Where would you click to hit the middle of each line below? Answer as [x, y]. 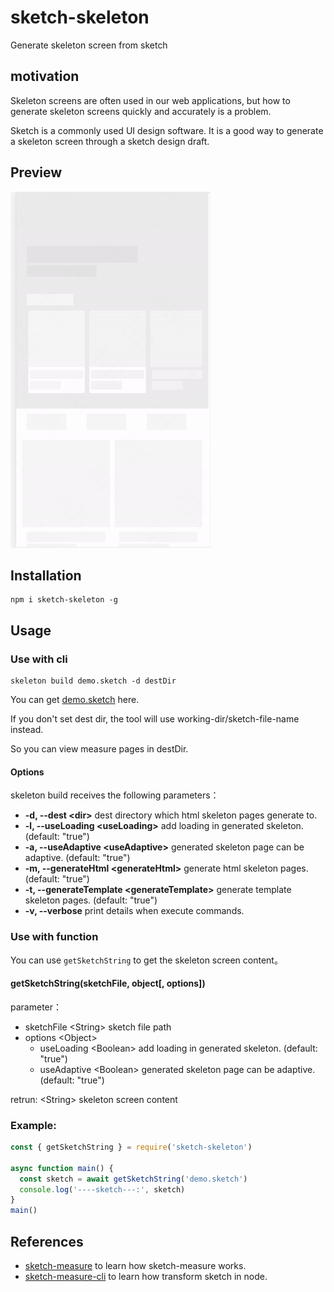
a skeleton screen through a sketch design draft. [110, 141]
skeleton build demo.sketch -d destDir [93, 681]
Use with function [54, 937]
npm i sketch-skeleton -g [64, 600]
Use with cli [39, 659]
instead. [27, 730]
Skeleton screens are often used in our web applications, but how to [150, 100]
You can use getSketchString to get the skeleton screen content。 [146, 960]
